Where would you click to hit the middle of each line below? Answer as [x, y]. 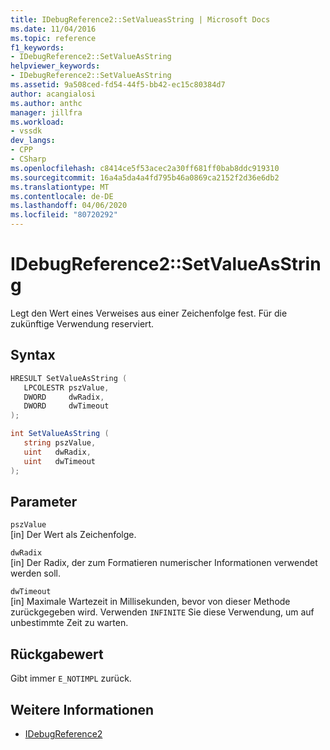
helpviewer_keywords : [55, 66]
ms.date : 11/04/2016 [53, 29]
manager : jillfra [46, 112]
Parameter [44, 501]
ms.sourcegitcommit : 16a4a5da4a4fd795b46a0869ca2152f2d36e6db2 [145, 177]
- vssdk [26, 131]
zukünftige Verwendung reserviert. [82, 323]
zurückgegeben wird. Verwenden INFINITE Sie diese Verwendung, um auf [162, 612]
